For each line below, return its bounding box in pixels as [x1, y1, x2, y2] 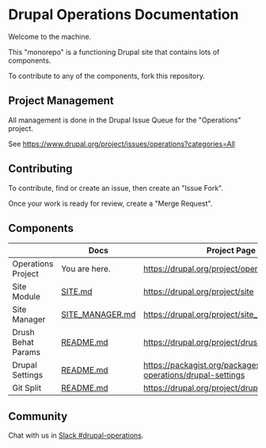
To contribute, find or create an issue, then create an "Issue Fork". [8, 183, 224, 192]
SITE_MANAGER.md [60, 309, 136, 320]
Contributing [8, 162, 73, 176]
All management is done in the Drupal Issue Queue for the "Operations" [8, 115, 241, 125]
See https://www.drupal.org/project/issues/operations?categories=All [8, 139, 235, 149]
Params [12, 347, 41, 358]
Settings [12, 369, 44, 380]
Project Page [206, 245, 256, 256]
